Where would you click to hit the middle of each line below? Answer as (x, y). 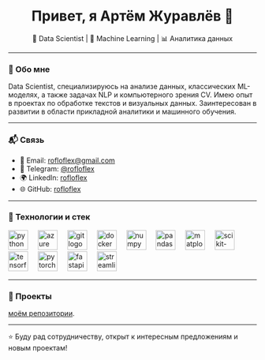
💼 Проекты (30, 296)
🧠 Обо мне (29, 69)
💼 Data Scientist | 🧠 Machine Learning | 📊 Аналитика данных (132, 38)
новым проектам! (38, 348)
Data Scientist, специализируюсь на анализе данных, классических (122, 87)
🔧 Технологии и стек (49, 217)
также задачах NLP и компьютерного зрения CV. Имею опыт (150, 95)
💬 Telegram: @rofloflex (57, 168)
